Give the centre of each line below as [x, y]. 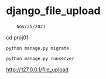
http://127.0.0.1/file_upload [37, 70]
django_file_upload [53, 11]
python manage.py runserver [40, 58]
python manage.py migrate [37, 48]
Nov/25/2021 [31, 27]
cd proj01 [17, 37]
